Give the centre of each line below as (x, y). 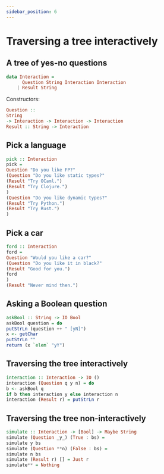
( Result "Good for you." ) (38, 269)
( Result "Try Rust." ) (33, 209)
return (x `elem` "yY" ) (36, 345)
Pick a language (36, 146)
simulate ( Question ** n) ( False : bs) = (57, 448)
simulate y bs (24, 443)
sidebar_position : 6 (32, 12)
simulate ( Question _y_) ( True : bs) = (56, 437)
